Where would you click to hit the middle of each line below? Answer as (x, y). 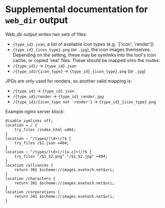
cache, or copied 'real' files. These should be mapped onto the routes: (86, 60)
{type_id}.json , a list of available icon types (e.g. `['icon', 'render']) (83, 44)
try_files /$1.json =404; (42, 143)
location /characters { (30, 179)
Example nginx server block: (35, 111)
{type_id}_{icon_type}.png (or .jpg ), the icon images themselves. (82, 49)
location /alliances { (29, 165)
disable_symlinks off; (29, 121)
